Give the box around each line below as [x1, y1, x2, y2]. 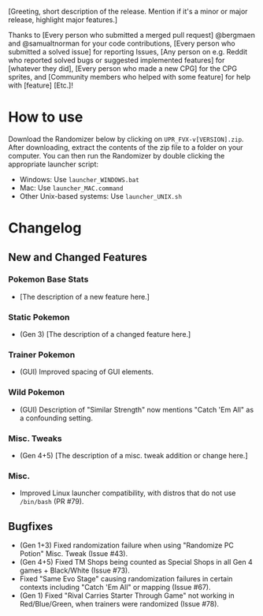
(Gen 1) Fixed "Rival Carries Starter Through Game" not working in [19, 591, 235, 600]
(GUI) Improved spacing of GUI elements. [19, 367, 154, 377]
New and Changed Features [8, 250, 148, 263]
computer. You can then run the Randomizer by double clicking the [8, 151, 225, 160]
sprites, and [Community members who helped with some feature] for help [8, 73, 250, 81]
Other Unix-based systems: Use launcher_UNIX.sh [19, 191, 183, 200]
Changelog [8, 219, 82, 237]
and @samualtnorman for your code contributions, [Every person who [8, 39, 235, 48]
